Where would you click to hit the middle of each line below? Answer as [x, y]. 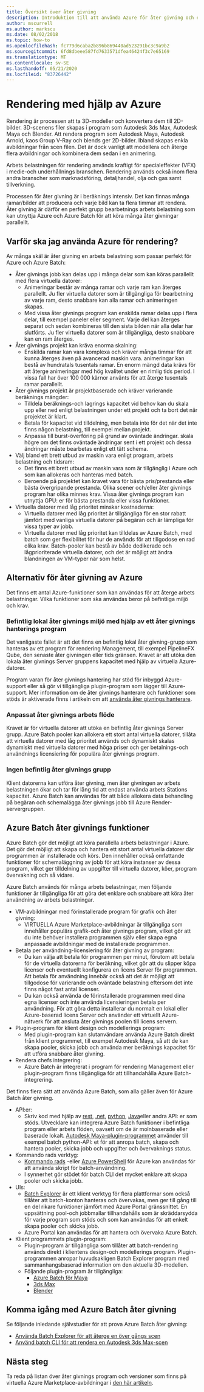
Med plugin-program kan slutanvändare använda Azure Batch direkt [109, 1034]
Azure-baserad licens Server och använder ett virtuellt [92, 1015]
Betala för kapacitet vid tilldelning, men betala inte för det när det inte [110, 423]
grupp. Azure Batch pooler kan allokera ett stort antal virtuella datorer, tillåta [101, 734]
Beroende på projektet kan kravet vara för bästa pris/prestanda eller [109, 481]
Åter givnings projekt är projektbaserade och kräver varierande [94, 391]
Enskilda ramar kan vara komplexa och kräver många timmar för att [108, 352]
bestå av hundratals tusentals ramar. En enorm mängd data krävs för [110, 365]
